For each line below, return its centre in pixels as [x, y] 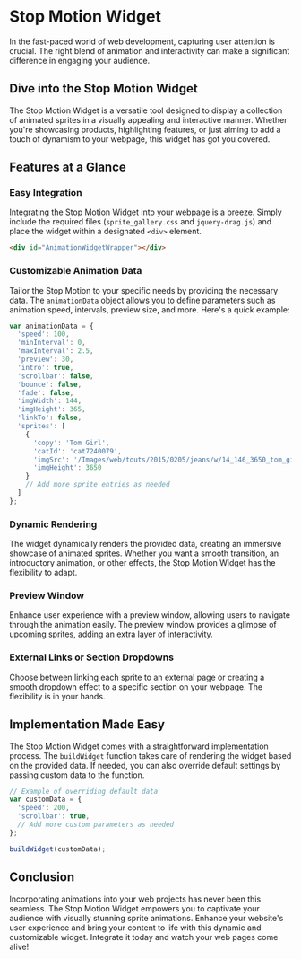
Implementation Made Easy [87, 725]
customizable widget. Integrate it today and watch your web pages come [144, 937]
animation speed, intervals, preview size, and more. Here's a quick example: [150, 309]
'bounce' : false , [50, 384]
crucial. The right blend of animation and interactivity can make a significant [150, 50]
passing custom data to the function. [77, 775]
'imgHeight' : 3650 [67, 468]
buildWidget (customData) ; [57, 849]
